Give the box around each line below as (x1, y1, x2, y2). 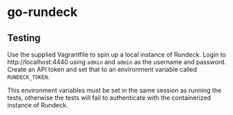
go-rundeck (7, 4, 78, 20)
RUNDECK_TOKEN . (7, 72, 50, 81)
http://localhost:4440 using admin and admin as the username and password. (7, 58, 227, 66)
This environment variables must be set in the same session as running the (7, 86, 222, 94)
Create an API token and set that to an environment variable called (7, 66, 198, 73)
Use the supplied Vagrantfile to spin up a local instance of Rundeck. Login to (7, 50, 226, 59)
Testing (7, 32, 41, 44)
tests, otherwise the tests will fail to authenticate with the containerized (7, 93, 211, 102)
